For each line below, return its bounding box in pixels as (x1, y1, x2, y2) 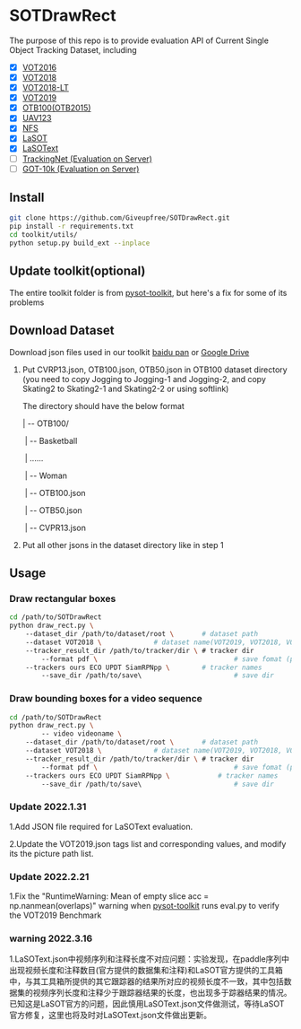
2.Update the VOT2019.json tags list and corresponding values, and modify (9, 838, 287, 849)
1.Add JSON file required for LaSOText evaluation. (9, 821, 193, 832)
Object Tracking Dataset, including (9, 44, 137, 55)
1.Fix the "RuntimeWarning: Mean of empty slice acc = (9, 891, 210, 902)
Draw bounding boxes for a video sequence (9, 693, 203, 705)
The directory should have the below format (21, 400, 185, 411)
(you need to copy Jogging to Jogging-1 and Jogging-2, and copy (21, 373, 267, 384)
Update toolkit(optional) (9, 264, 146, 279)
